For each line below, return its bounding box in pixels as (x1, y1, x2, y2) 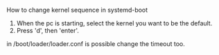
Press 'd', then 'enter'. (16, 27, 79, 34)
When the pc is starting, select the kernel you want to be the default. (16, 19, 213, 27)
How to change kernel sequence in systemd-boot (6, 6, 148, 14)
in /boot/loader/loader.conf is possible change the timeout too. (6, 40, 185, 47)
